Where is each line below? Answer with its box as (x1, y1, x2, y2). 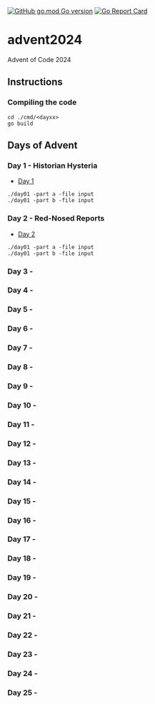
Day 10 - (7, 400, 37, 410)
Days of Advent (7, 139, 78, 151)
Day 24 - (7, 668, 38, 678)
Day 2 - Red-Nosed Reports (7, 213, 105, 223)
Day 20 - (7, 592, 38, 602)
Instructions (7, 76, 63, 89)
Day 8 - (7, 362, 34, 372)
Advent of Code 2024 (7, 55, 71, 64)
